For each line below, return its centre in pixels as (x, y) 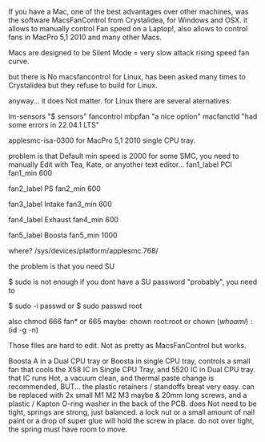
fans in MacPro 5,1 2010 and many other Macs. (85, 37)
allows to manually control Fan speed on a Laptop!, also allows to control (128, 28)
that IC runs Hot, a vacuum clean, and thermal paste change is (111, 378)
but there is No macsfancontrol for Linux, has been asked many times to (127, 77)
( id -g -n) (23, 330)
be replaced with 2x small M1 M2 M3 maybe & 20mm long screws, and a (128, 395)
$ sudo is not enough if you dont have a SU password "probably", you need (133, 282)
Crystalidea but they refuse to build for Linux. (83, 85)
